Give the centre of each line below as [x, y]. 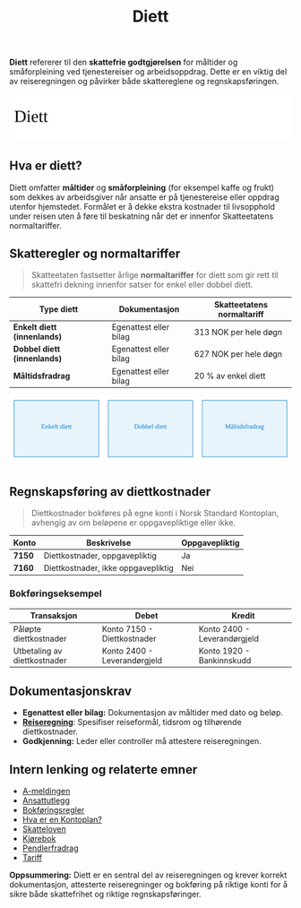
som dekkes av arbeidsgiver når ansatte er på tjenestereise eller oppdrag [144, 197]
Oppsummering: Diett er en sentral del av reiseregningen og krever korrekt [148, 875]
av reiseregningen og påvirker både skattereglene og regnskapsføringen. [144, 82]
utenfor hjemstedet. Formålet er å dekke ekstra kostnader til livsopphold [142, 206]
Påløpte [27, 628]
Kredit [243, 616]
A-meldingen [46, 791]
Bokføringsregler [53, 809]
